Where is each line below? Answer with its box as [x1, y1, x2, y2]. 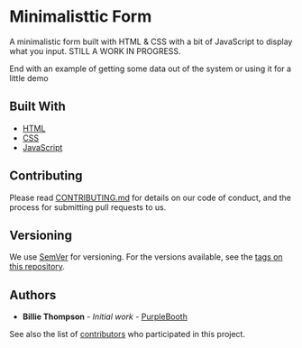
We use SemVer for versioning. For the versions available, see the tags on [9, 252, 283, 262]
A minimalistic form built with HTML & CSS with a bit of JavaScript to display [9, 36, 293, 47]
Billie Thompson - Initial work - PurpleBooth [22, 311, 188, 322]
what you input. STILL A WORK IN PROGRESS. [9, 45, 182, 56]
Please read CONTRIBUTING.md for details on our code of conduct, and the [9, 192, 291, 203]
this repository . [9, 261, 66, 272]
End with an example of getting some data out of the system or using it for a [9, 63, 291, 74]
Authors [9, 287, 57, 303]
